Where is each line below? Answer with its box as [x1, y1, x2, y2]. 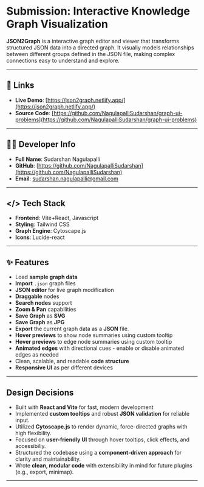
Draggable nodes [15, 293, 59, 300]
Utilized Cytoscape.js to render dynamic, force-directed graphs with [15, 423, 188, 430]
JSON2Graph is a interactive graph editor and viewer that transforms [6, 37, 179, 44]
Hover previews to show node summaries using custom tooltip [15, 332, 173, 339]
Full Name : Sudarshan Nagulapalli [15, 155, 101, 163]
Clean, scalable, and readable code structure [15, 358, 129, 365]
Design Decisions [6, 387, 74, 397]
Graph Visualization [6, 17, 108, 31]
